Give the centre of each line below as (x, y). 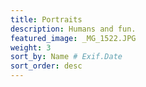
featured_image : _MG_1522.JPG (73, 38)
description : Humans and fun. (73, 29)
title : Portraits (46, 19)
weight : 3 (31, 47)
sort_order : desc (46, 66)
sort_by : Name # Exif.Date (66, 57)
